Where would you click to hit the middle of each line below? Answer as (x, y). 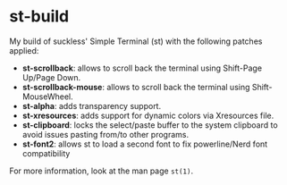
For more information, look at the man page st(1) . (101, 171)
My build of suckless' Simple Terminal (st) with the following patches (136, 41)
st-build (39, 17)
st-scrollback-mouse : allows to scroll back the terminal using (136, 87)
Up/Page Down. (51, 77)
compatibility (46, 153)
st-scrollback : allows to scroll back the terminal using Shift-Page (142, 68)
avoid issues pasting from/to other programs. (106, 134)
